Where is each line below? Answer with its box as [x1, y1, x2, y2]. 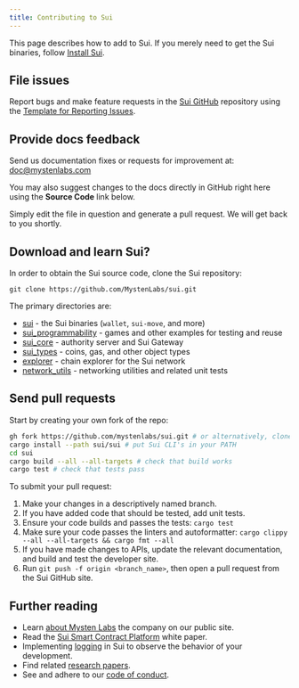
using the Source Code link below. [9, 192, 135, 202]
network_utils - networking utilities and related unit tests [21, 365, 229, 376]
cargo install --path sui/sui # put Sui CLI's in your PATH [9, 440, 238, 449]
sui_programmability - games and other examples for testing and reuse [21, 327, 283, 339]
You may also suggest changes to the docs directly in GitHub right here [9, 182, 271, 192]
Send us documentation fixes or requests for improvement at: [9, 155, 235, 166]
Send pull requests [9, 391, 116, 406]
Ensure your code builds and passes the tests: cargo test [21, 518, 234, 528]
